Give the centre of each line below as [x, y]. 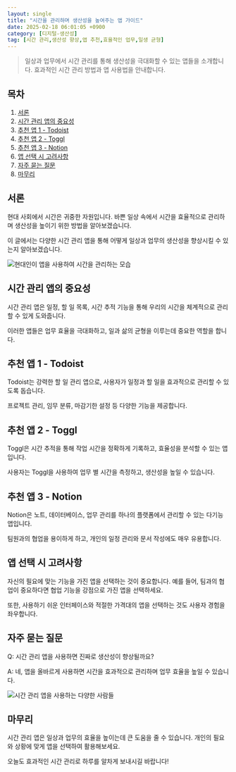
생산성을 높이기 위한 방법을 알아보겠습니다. [73, 225]
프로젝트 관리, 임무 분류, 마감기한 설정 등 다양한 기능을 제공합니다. [98, 406]
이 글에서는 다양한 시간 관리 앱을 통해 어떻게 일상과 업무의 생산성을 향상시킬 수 [114, 240]
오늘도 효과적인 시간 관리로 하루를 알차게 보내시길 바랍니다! [88, 761]
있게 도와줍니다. [44, 316]
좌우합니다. [23, 614]
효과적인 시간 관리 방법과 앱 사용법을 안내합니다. [100, 70]
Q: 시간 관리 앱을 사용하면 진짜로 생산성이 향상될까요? [81, 656]
